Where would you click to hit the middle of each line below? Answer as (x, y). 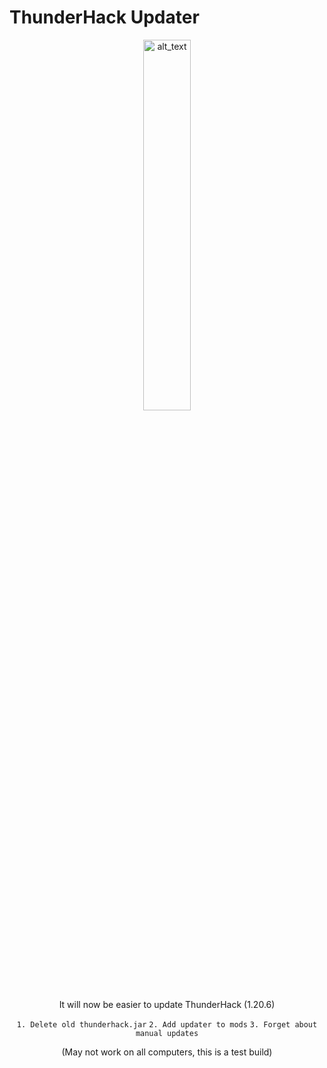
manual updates (167, 1033)
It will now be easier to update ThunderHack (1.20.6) (167, 1004)
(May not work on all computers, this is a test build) (167, 1052)
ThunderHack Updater (104, 17)
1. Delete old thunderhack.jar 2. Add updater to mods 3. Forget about (167, 1024)
